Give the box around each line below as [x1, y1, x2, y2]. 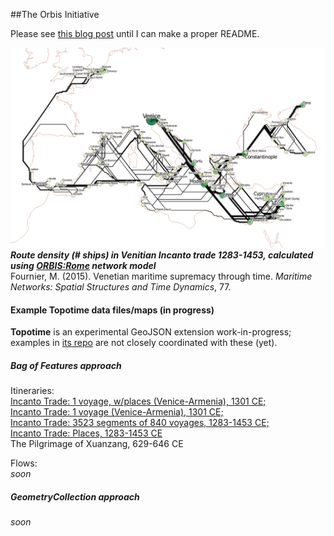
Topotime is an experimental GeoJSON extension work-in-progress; [10, 326, 292, 338]
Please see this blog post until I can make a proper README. [10, 28, 260, 39]
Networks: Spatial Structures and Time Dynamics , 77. [10, 280, 232, 293]
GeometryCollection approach [10, 490, 140, 503]
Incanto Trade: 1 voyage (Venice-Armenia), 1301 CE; [10, 406, 224, 418]
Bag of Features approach [10, 359, 122, 371]
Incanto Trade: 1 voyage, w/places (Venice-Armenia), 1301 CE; [10, 395, 267, 408]
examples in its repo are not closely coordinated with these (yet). [10, 337, 278, 349]
